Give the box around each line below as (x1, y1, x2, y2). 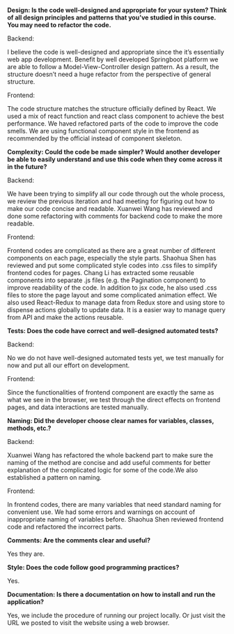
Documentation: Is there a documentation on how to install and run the (7, 590, 216, 598)
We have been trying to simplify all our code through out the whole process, (7, 190, 225, 198)
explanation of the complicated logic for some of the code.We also (7, 466, 198, 474)
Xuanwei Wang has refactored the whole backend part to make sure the (7, 451, 214, 459)
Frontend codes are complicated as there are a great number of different (7, 246, 216, 254)
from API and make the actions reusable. (7, 314, 124, 321)
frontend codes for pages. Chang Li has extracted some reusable (7, 269, 195, 277)
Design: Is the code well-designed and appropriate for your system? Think (7, 6, 227, 14)
